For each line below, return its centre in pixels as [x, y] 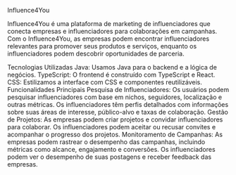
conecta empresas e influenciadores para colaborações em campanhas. [112, 31]
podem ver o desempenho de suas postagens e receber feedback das [110, 157]
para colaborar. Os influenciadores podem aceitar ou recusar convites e [112, 127]
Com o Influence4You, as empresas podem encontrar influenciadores [108, 39]
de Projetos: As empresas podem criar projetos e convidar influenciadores [115, 119]
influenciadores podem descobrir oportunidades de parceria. [96, 53]
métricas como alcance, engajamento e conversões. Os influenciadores [112, 149]
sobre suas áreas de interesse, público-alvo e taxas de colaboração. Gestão [118, 112]
